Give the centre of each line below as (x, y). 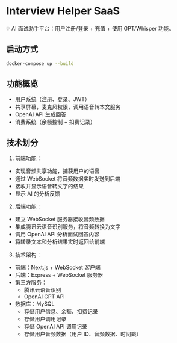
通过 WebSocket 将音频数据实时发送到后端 (67, 179)
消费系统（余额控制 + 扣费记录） (55, 122)
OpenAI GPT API (44, 297)
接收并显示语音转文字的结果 (49, 186)
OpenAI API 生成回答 (41, 114)
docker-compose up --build (40, 63)
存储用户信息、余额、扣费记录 (61, 312)
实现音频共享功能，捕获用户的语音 (57, 171)
